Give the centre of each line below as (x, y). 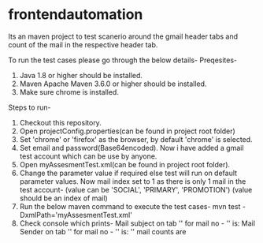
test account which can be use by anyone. (88, 156)
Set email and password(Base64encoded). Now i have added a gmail (131, 148)
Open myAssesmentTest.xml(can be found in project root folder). (125, 164)
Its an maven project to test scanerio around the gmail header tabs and (123, 36)
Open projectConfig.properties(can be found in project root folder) (128, 131)
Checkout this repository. (61, 122)
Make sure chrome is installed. (69, 92)
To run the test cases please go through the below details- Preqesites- (123, 60)
